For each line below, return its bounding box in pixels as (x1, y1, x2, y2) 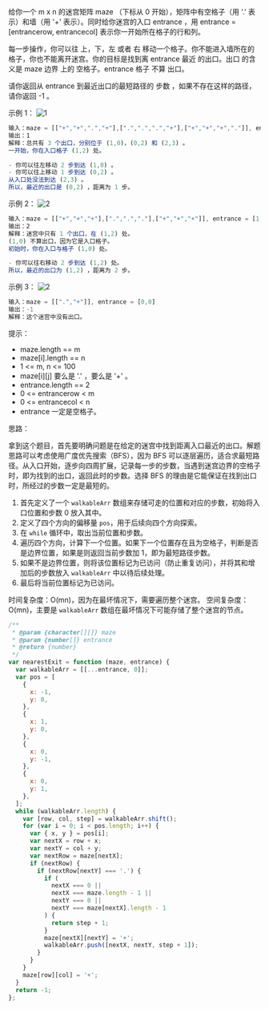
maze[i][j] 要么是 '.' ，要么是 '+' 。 (19, 371, 132, 381)
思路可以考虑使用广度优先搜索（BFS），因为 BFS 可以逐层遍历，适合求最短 (8, 450, 253, 460)
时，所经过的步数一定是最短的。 (8, 480, 114, 490)
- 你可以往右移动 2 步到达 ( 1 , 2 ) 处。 (8, 259, 123, 267)
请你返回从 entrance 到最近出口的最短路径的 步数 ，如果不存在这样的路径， (8, 81, 256, 91)
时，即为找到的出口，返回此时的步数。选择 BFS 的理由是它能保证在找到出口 (8, 470, 258, 480)
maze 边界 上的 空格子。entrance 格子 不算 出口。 (23, 64, 189, 74)
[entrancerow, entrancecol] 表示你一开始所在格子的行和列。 (8, 27, 206, 36)
